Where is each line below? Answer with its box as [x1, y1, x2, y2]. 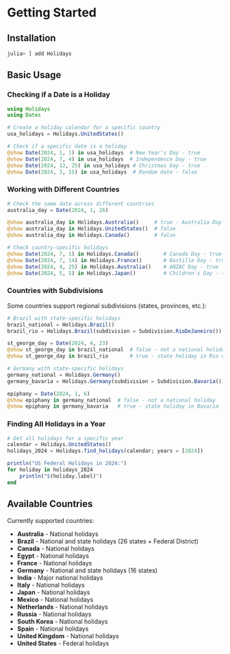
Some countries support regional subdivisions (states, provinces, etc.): [7, 301, 207, 310]
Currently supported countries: [7, 516, 94, 524]
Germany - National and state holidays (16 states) [16, 566, 158, 574]
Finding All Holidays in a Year [7, 419, 106, 429]
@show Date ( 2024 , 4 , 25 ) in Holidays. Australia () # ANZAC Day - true [7, 263, 219, 270]
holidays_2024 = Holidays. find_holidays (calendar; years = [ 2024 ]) [7, 447, 204, 454]
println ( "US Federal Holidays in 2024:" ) [7, 460, 127, 467]
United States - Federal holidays [16, 639, 110, 647]
